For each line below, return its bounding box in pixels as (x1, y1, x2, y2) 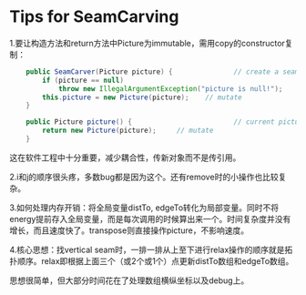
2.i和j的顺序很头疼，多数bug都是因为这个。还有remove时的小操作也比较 (9, 171, 280, 182)
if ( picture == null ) (42, 76, 125, 85)
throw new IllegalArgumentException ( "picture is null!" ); (57, 84, 283, 93)
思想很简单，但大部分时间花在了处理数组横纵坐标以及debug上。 (9, 275, 250, 286)
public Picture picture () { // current (25, 117, 275, 127)
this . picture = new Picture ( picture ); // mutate (42, 93, 243, 102)
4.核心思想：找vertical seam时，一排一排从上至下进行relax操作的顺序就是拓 (9, 244, 293, 255)
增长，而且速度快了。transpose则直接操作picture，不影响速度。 (9, 225, 249, 236)
